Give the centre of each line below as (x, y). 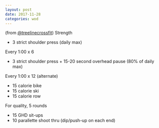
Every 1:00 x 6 (20, 52)
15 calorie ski (25, 91)
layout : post (19, 10)
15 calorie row (26, 96)
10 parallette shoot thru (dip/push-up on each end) (64, 121)
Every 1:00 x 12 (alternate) (32, 76)
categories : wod (22, 19)
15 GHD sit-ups (28, 115)
